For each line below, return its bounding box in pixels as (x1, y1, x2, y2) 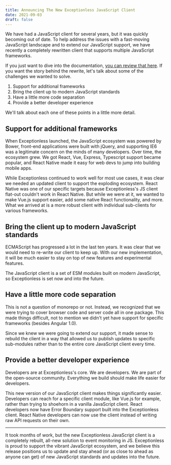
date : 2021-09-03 (5, 12, 42, 17)
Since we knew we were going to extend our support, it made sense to (5, 330, 154, 336)
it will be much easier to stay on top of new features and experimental (5, 255, 152, 261)
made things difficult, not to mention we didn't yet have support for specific (5, 315, 164, 321)
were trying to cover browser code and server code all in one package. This (5, 309, 164, 315)
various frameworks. (5, 207, 49, 214)
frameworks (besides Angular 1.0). (5, 320, 77, 326)
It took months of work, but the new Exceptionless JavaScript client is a (5, 432, 155, 438)
